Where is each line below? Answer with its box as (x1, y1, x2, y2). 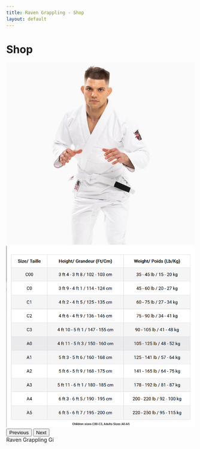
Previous (9, 429, 29, 436)
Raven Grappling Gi (6, 436, 54, 443)
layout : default (6, 16, 47, 22)
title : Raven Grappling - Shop (6, 10, 84, 16)
